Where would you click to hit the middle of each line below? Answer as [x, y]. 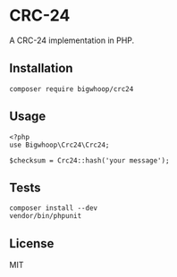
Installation [41, 68]
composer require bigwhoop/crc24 [72, 89]
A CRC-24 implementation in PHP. [72, 40]
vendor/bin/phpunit [46, 216]
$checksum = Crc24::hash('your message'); [89, 160]
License [32, 243]
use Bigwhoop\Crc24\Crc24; [59, 145]
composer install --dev [54, 208]
